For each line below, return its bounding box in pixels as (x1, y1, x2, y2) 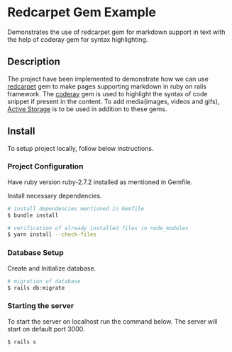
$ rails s (7, 338, 37, 346)
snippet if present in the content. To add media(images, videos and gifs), (7, 97, 220, 106)
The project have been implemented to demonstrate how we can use (7, 74, 209, 83)
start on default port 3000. (7, 324, 85, 333)
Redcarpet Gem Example (7, 4, 157, 21)
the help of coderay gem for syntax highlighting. (7, 35, 148, 43)
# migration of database (7, 278, 81, 285)
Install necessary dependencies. (7, 191, 102, 200)
